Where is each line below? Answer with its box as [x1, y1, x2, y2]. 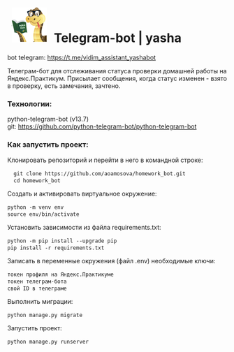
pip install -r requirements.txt [7, 244, 105, 251]
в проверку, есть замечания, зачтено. [7, 81, 121, 90]
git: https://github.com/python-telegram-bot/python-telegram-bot [7, 122, 197, 131]
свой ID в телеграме [7, 285, 68, 292]
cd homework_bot [13, 177, 61, 184]
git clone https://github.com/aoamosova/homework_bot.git [13, 170, 187, 177]
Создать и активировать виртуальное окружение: [7, 189, 157, 198]
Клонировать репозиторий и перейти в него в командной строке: [7, 156, 203, 164]
